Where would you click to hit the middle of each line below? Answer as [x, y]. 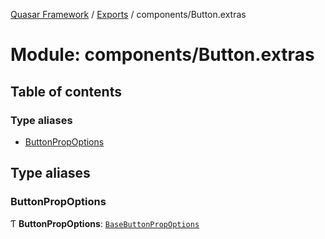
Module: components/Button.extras [162, 55]
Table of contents [66, 91]
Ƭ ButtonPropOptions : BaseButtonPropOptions [105, 223]
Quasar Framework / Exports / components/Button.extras [128, 14]
